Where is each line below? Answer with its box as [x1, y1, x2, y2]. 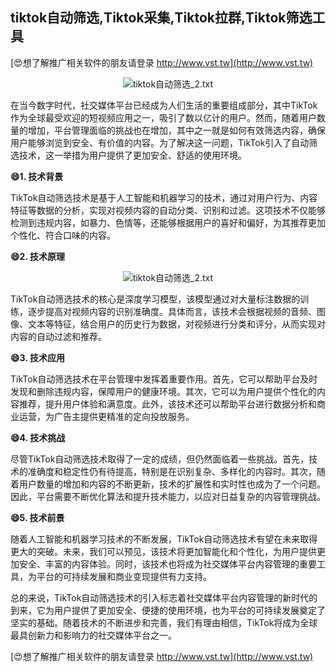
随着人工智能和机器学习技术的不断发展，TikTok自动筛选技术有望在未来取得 [10, 533, 318, 545]
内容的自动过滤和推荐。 [10, 330, 107, 342]
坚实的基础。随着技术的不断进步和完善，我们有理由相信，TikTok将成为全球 [10, 616, 318, 628]
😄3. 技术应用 [10, 351, 65, 363]
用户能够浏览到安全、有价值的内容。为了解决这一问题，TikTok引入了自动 [10, 136, 310, 148]
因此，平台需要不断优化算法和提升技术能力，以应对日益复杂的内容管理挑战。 [10, 490, 326, 502]
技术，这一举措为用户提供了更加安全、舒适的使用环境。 [18, 149, 247, 161]
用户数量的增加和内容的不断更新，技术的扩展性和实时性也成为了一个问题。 [18, 478, 326, 490]
